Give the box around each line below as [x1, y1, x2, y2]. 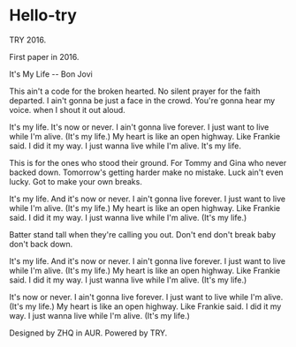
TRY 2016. [9, 34, 47, 45]
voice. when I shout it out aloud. [9, 104, 125, 115]
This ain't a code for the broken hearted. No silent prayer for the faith [9, 86, 261, 96]
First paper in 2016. [9, 51, 80, 62]
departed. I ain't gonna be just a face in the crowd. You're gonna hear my [9, 94, 276, 106]
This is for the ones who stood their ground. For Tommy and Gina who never [9, 157, 287, 168]
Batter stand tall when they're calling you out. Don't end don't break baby [9, 229, 277, 239]
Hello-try [9, 5, 77, 26]
